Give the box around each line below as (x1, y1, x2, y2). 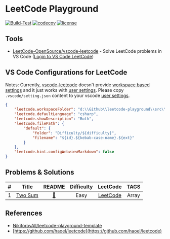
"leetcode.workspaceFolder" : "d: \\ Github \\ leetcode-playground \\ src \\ (14, 107, 166, 112)
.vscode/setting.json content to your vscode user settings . (5, 92, 130, 98)
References (5, 209, 42, 218)
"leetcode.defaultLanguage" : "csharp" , (14, 112, 99, 117)
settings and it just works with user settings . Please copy (5, 87, 124, 93)
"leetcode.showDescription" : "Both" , (14, 116, 94, 122)
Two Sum (16, 191, 39, 198)
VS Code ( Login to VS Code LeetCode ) (12, 53, 94, 59)
